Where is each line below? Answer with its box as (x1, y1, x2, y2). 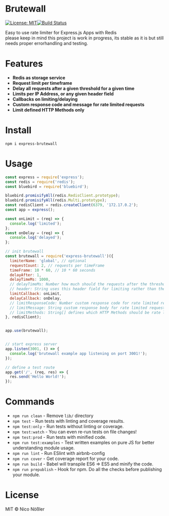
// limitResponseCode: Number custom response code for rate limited (10, 300, 158, 305)
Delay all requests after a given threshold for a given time (12, 85, 135, 91)
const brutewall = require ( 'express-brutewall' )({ (5, 253, 114, 259)
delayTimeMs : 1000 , (10, 277, 51, 282)
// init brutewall (5, 249, 44, 254)
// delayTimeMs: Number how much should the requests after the (10, 282, 147, 287)
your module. (12, 472, 40, 478)
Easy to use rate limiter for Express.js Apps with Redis (5, 29, 117, 35)
